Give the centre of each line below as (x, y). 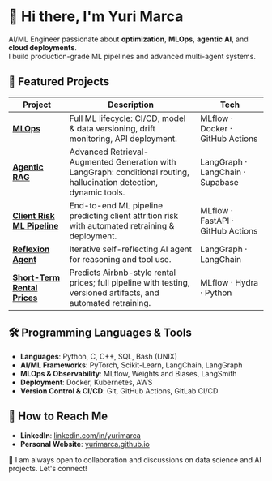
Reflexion (31, 249)
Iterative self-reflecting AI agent (131, 249)
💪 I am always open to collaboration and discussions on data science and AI (135, 460)
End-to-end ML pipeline (116, 205)
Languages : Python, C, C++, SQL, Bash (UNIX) (99, 356)
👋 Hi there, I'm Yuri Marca (96, 17)
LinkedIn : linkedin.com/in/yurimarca (81, 436)
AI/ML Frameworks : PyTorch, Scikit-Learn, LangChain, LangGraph (131, 365)
